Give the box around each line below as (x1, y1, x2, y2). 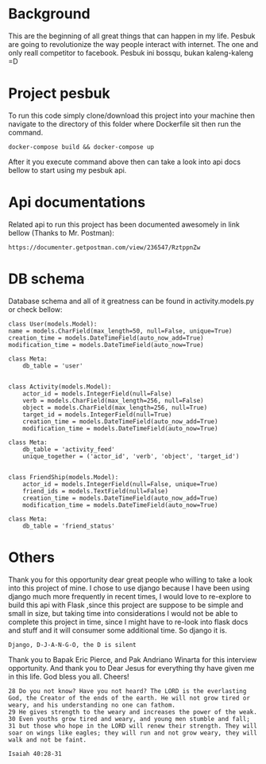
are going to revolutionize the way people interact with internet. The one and (8, 39, 259, 49)
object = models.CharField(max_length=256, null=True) (22, 403, 208, 411)
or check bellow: (8, 304, 63, 314)
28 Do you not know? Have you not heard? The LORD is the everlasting (8, 687, 247, 695)
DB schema (8, 270, 85, 287)
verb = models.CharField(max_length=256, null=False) (22, 396, 204, 404)
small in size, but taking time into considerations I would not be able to (8, 608, 238, 618)
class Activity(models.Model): (8, 383, 112, 391)
